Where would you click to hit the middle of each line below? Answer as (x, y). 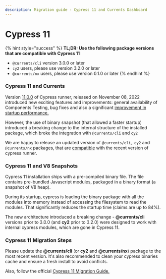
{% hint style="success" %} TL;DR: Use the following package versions (80, 48)
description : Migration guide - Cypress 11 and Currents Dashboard (76, 10)
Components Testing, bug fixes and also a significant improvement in (76, 108)
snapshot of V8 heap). (28, 187)
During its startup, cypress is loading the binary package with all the (75, 197)
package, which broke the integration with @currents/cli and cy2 (71, 133)
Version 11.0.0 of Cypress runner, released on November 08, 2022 (73, 97)
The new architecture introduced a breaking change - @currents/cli (75, 217)
